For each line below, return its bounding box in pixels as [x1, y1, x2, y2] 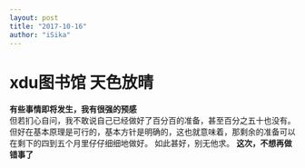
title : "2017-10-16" [9, 22, 88, 31]
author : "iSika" [9, 30, 71, 39]
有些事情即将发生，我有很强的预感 [9, 104, 137, 114]
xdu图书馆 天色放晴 [9, 72, 154, 93]
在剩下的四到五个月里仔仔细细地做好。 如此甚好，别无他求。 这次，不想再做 [9, 138, 292, 149]
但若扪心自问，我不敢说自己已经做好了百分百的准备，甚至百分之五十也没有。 [9, 115, 296, 126]
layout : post [9, 13, 59, 23]
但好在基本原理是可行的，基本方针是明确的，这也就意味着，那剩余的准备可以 [9, 126, 296, 137]
